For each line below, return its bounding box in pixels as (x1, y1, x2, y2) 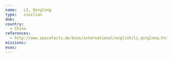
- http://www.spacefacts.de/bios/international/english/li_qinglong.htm (10, 36, 168, 41)
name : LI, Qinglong (5, 7, 52, 13)
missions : (5, 40, 27, 45)
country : (5, 21, 24, 27)
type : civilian (5, 12, 42, 17)
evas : (5, 45, 17, 50)
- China (10, 26, 27, 31)
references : (5, 31, 31, 36)
